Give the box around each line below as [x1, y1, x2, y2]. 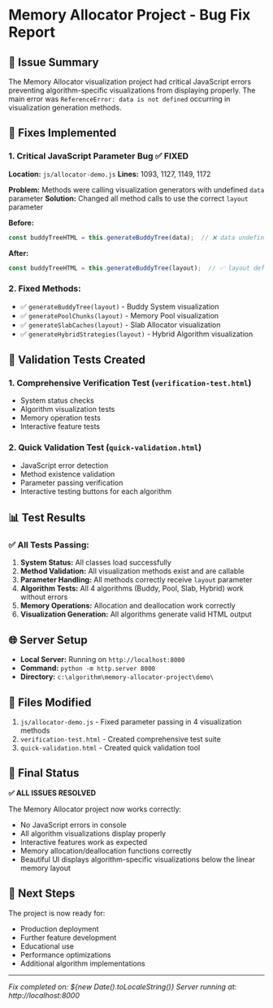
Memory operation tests [19, 413, 102, 423]
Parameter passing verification [19, 478, 123, 487]
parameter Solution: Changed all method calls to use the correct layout [8, 193, 249, 203]
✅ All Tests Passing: [8, 539, 89, 551]
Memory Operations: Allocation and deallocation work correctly [19, 601, 236, 611]
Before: [8, 218, 34, 227]
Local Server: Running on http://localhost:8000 [19, 655, 185, 664]
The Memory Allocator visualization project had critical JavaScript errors [8, 77, 252, 86]
